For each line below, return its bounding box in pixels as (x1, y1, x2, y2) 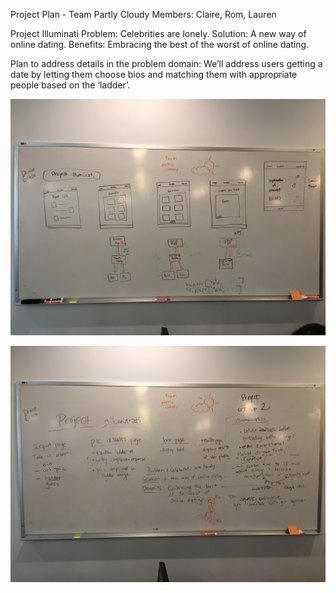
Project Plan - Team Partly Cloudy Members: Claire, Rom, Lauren (10, 9, 277, 20)
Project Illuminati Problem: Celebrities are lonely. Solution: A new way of (10, 28, 307, 39)
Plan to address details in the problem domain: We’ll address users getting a (10, 58, 323, 69)
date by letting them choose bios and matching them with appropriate (10, 69, 298, 80)
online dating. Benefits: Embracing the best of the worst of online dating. (10, 39, 310, 50)
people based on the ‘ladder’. (10, 79, 131, 91)
